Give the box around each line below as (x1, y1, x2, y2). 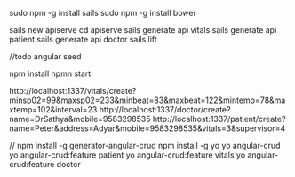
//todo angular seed (9, 51, 82, 61)
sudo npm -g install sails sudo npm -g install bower (9, 8, 197, 18)
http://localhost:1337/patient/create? (152, 114, 286, 124)
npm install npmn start (9, 68, 92, 79)
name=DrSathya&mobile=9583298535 (9, 114, 151, 124)
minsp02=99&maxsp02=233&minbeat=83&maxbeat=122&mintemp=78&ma (9, 95, 286, 105)
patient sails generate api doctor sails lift (9, 35, 157, 44)
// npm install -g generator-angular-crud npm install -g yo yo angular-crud (9, 141, 281, 150)
